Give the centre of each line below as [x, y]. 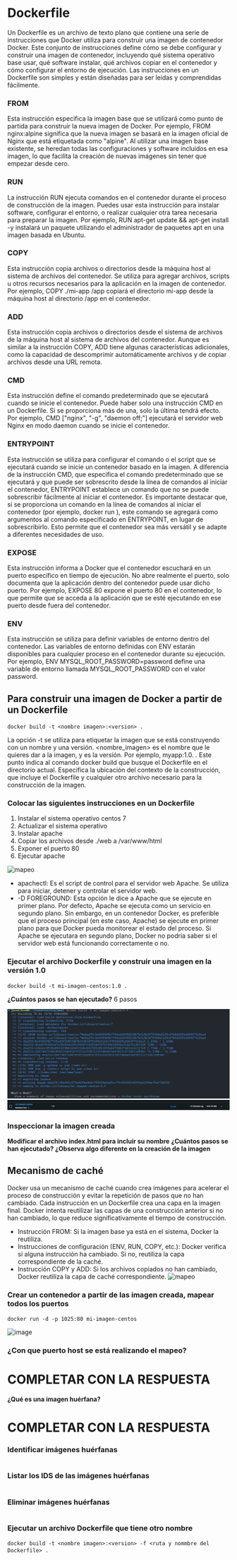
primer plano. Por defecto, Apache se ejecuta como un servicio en [114, 906]
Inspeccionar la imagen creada [61, 1125]
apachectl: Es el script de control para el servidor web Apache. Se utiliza [123, 883]
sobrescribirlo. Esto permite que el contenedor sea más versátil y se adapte [117, 526]
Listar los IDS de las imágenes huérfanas [78, 1476]
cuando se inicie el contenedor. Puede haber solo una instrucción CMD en [115, 403]
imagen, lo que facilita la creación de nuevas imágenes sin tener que [107, 156]
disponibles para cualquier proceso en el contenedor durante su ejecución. [116, 654]
